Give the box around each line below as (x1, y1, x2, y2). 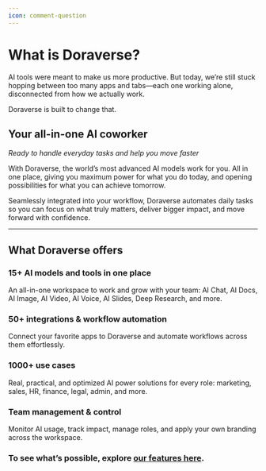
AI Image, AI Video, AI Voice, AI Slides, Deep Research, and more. (8, 294, 223, 303)
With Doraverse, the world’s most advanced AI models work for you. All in (8, 164, 249, 173)
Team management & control (8, 406, 122, 417)
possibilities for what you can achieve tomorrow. (8, 180, 166, 191)
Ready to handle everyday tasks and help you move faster (8, 149, 199, 158)
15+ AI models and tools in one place (8, 267, 152, 278)
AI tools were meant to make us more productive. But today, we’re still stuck (8, 72, 256, 82)
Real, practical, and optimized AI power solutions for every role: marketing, (8, 378, 252, 388)
